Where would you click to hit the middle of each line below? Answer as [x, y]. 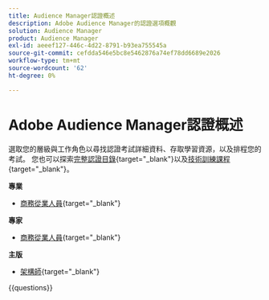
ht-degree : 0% [32, 76]
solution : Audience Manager [55, 31]
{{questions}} [31, 287]
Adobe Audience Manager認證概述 [126, 125]
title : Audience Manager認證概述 [62, 16]
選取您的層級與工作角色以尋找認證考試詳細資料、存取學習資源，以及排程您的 [135, 149]
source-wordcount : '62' [48, 68]
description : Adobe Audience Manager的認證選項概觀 [92, 23]
